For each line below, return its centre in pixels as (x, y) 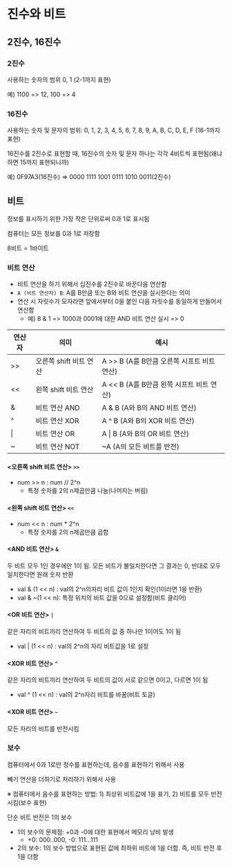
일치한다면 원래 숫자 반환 (40, 574)
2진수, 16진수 (34, 42)
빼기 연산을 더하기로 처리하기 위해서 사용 (61, 779)
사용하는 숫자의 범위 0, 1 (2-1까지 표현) (59, 80)
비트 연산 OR (55, 434)
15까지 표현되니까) (44, 162)
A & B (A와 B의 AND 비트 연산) (149, 408)
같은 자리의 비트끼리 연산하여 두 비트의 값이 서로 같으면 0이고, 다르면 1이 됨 (108, 680)
